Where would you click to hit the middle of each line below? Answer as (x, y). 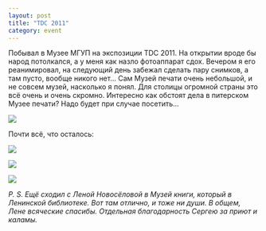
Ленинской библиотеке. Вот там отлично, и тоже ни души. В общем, (125, 203)
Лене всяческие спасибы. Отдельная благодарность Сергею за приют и (133, 211)
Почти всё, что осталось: (51, 134)
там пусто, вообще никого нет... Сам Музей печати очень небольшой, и (130, 78)
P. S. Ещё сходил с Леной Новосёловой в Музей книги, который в (120, 194)
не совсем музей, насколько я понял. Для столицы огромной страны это (133, 87)
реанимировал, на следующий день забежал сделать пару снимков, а (129, 70)
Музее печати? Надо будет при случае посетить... (94, 104)
